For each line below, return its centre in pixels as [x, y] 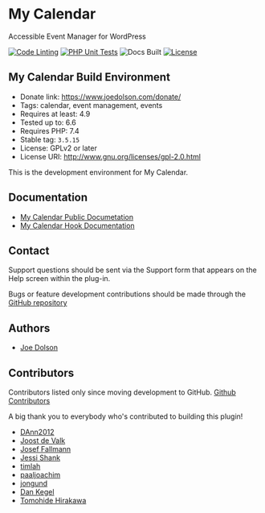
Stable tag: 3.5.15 [50, 139]
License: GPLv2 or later [59, 148]
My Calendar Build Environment [90, 77]
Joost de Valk [43, 441]
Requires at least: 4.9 [55, 114]
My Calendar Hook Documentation [77, 225]
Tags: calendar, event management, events [91, 105]
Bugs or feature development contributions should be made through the [127, 294]
